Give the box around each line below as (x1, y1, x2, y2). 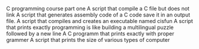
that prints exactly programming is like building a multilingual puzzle (6, 24, 174, 31)
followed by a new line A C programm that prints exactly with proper (6, 30, 175, 37)
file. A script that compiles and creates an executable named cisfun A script (6, 18, 194, 24)
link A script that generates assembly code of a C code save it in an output (6, 11, 191, 18)
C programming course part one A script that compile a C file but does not (6, 5, 190, 12)
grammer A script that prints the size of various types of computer (6, 37, 170, 43)
